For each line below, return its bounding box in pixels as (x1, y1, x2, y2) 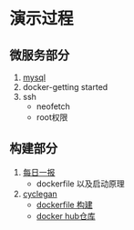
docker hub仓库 (36, 210, 96, 221)
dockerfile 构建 (36, 199, 93, 210)
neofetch (36, 101, 71, 112)
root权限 (36, 112, 68, 123)
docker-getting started (22, 82, 108, 92)
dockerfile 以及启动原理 (36, 178, 125, 189)
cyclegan (22, 188, 57, 199)
